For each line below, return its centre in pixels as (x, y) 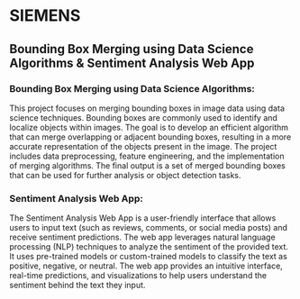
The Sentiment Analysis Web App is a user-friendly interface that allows (143, 218)
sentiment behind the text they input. (77, 285)
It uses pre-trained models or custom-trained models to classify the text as (149, 257)
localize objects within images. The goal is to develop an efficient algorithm (149, 127)
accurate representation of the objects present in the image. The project (143, 146)
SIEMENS (45, 16)
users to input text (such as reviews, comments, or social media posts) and (149, 228)
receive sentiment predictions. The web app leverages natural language (143, 237)
